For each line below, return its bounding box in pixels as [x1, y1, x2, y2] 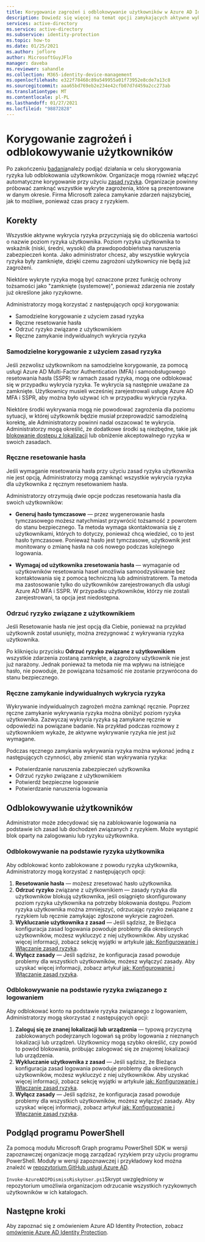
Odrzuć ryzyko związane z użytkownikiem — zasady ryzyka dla [15, 886, 177, 893]
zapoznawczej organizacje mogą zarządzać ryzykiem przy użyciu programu [6, 1150, 198, 1158]
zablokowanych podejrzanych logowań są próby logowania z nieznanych [15, 1032, 200, 1040]
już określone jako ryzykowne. [6, 289, 83, 297]
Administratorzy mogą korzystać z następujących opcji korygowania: [6, 301, 180, 308]
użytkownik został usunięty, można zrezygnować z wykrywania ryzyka [6, 629, 184, 637]
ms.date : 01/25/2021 [6, 43, 59, 50]
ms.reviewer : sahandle [6, 65, 64, 72]
